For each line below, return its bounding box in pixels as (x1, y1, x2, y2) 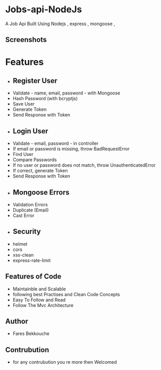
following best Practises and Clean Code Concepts (12, 291, 120, 297)
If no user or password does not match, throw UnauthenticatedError (12, 162, 156, 168)
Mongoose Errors (12, 188, 70, 197)
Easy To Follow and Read (12, 297, 66, 303)
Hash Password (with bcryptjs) (12, 95, 78, 102)
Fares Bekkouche (12, 330, 50, 337)
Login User (12, 127, 49, 135)
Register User (12, 76, 58, 85)
